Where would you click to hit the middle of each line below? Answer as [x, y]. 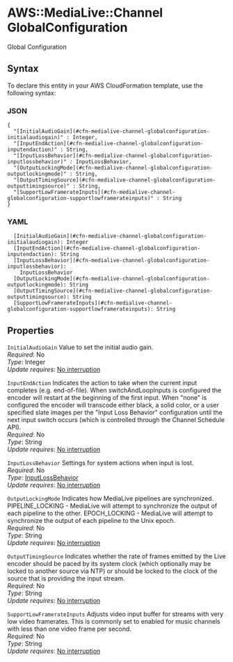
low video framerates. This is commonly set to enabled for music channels [114, 622]
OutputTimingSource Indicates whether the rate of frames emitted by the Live [116, 556]
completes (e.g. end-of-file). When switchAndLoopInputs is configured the [114, 390]
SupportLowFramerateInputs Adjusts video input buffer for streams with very [115, 614]
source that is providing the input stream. [66, 579]
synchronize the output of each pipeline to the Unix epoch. [91, 521]
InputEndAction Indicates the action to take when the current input [102, 383]
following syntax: [32, 92]
